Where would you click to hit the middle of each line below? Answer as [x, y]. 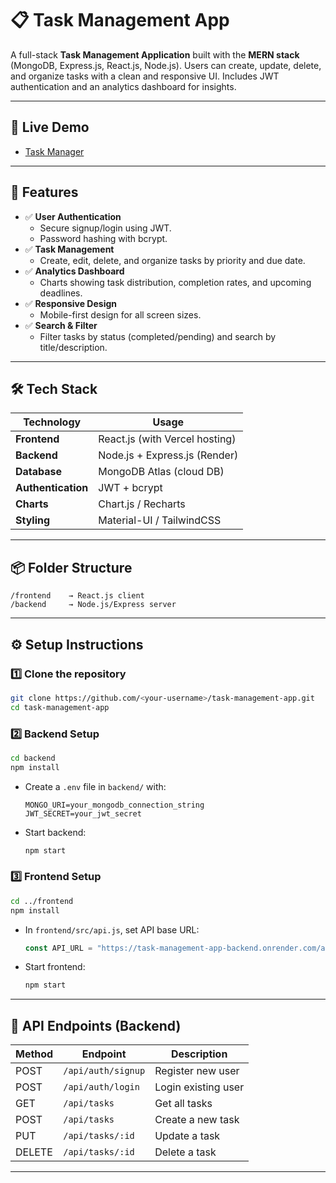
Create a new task [197, 1120]
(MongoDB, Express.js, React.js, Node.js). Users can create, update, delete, [166, 65]
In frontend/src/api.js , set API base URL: [112, 929]
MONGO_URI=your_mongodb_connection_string [114, 805]
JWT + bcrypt [130, 488]
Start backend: [55, 832]
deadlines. [61, 293]
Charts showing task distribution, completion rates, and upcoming [175, 282]
